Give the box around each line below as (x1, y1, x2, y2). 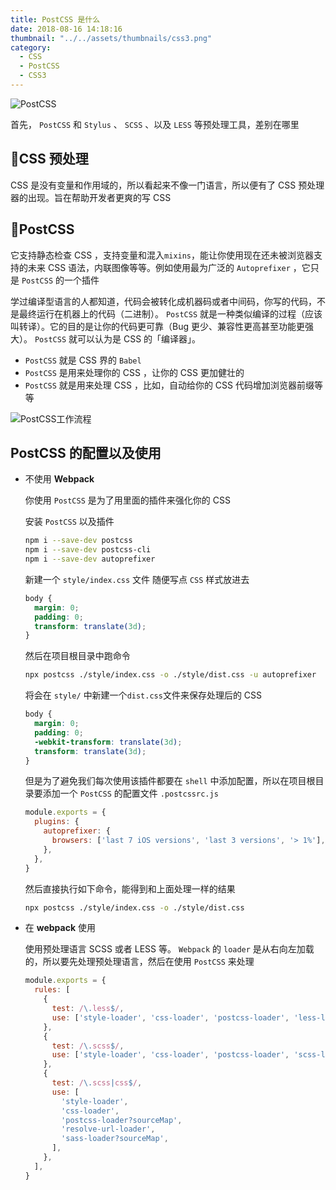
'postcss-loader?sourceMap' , (61, 1115, 183, 1125)
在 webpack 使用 (24, 922, 96, 934)
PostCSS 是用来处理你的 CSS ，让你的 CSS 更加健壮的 (24, 366, 245, 378)
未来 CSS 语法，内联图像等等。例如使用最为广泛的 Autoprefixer (27, 261, 291, 273)
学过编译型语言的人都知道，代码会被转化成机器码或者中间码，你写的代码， (10, 295, 317, 307)
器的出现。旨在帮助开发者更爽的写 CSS (10, 191, 172, 203)
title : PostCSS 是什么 (10, 14, 101, 25)
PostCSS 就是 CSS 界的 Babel (24, 354, 142, 366)
